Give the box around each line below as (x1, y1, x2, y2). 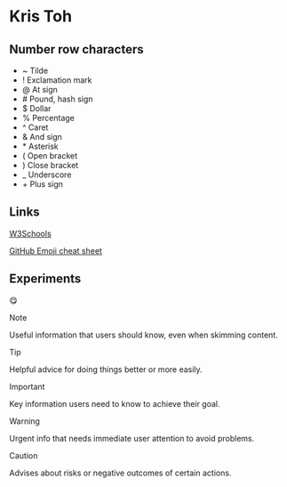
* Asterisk (21, 141, 60, 151)
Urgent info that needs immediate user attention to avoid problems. (9, 433, 255, 443)
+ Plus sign (21, 179, 64, 189)
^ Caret (21, 122, 49, 133)
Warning (9, 416, 40, 426)
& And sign (21, 132, 62, 142)
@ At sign (21, 85, 58, 94)
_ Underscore (21, 169, 72, 180)
